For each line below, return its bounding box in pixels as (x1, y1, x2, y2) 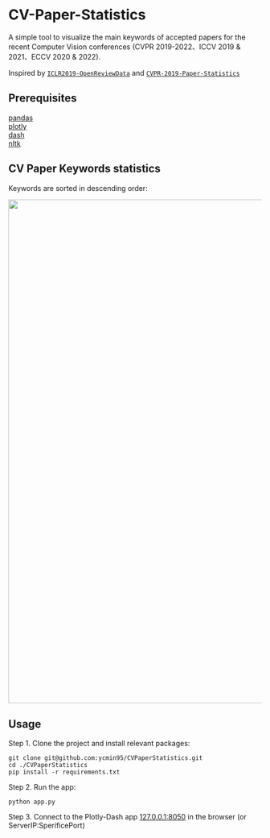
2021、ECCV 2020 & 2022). (8, 52, 101, 61)
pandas (8, 113, 34, 122)
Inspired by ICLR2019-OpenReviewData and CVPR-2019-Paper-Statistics (8, 68, 240, 77)
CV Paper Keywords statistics (8, 162, 161, 176)
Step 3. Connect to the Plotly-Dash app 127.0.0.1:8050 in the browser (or (8, 812, 247, 822)
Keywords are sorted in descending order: (8, 183, 148, 193)
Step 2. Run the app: (8, 782, 76, 792)
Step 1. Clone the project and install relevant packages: (8, 739, 190, 749)
